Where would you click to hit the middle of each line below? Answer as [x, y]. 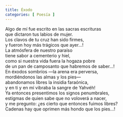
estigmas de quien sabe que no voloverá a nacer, [56, 98]
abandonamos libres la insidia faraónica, [47, 82]
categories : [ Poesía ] [30, 15]
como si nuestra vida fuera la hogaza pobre [50, 61]
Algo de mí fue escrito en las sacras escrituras [53, 29]
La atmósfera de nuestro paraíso [39, 50]
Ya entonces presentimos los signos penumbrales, [57, 93]
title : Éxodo [19, 10]
